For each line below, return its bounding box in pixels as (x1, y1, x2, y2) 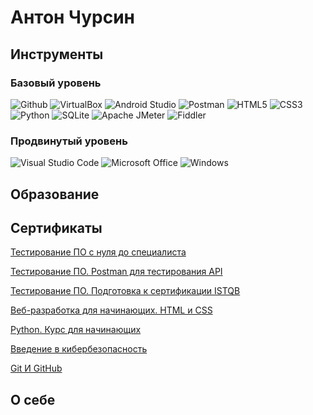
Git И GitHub (10, 362, 63, 375)
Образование (10, 186, 100, 203)
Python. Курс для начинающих (10, 324, 142, 336)
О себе (10, 391, 56, 408)
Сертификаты (10, 219, 103, 236)
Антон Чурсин (10, 6, 135, 29)
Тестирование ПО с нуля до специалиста (10, 246, 187, 258)
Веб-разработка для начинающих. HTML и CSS (10, 304, 213, 316)
